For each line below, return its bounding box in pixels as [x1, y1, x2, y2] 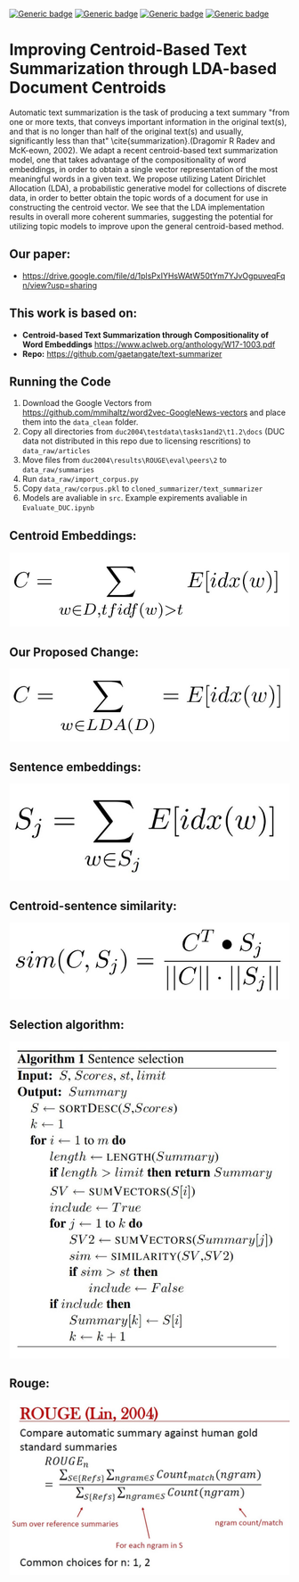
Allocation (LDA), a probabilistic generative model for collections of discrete [9, 183, 287, 194]
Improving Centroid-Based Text [9, 40, 247, 60]
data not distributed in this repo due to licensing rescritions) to [21, 435, 251, 446]
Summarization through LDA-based [9, 59, 278, 79]
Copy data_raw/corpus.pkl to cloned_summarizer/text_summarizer [21, 483, 263, 494]
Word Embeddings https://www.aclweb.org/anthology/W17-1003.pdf [21, 339, 276, 350]
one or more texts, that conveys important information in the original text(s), [9, 116, 287, 127]
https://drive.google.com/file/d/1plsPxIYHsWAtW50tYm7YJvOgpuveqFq [21, 270, 286, 281]
